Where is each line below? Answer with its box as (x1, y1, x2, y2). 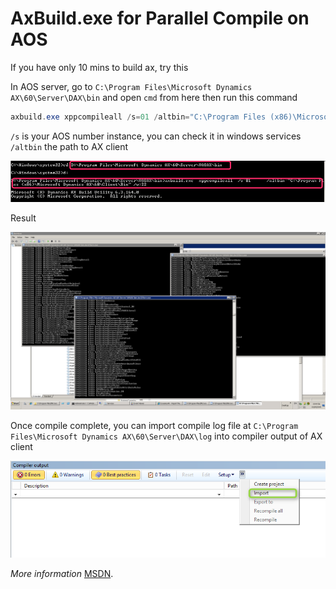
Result (10, 212, 37, 224)
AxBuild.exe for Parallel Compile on (10, 7, 310, 30)
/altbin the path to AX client (10, 140, 129, 152)
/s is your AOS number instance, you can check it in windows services (10, 130, 302, 142)
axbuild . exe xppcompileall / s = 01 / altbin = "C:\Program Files (10, 112, 267, 122)
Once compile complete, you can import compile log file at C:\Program (10, 419, 299, 431)
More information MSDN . (10, 567, 114, 579)
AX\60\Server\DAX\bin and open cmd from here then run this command (10, 91, 298, 103)
